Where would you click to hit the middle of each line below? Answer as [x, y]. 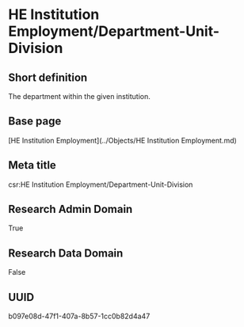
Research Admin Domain [71, 209]
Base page [35, 122]
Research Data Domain [66, 253]
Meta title [32, 165]
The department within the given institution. [79, 96]
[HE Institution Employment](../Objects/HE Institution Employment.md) [123, 140]
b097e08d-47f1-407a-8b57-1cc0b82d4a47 [79, 316]
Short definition [48, 77]
